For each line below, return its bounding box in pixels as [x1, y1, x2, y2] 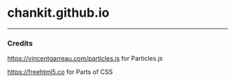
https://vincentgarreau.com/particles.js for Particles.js [7, 54, 163, 63]
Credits [7, 38, 33, 48]
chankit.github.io [7, 5, 110, 21]
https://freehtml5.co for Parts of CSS [7, 68, 113, 76]
